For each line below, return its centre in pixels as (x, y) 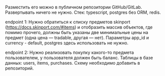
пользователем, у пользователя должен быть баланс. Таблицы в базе (79, 58)
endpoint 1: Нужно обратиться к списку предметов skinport (68, 22)
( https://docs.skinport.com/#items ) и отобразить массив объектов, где (79, 27)
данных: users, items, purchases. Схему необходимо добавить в (73, 63)
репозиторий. (20, 68)
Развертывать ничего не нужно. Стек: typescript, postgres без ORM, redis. (83, 12)
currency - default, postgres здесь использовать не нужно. (67, 43)
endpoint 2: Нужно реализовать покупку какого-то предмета (70, 52)
